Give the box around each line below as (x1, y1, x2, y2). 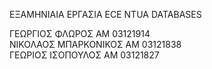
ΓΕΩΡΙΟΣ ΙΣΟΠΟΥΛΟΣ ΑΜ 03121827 (9, 49, 160, 61)
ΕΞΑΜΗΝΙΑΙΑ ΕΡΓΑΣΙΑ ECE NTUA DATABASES (9, 9, 202, 20)
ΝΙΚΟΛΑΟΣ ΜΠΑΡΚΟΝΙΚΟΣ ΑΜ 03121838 (9, 39, 182, 50)
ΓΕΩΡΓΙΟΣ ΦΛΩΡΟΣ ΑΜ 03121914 (9, 28, 151, 39)
